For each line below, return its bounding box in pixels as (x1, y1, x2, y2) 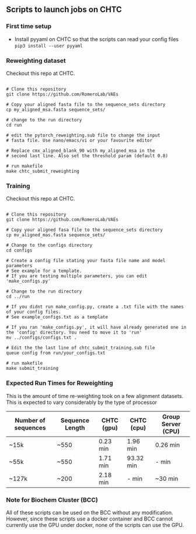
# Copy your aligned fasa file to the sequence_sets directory (6, 227, 163, 233)
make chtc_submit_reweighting (6, 168, 80, 174)
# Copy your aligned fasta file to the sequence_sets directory (6, 101, 166, 107)
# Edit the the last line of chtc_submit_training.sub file (6, 345, 156, 351)
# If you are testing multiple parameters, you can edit (6, 273, 148, 279)
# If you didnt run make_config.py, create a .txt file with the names (6, 304, 184, 310)
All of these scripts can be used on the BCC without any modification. (6, 509, 173, 516)
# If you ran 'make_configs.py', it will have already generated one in (6, 325, 187, 331)
